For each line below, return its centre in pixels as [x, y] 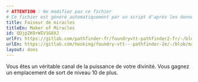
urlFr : [14, 39]
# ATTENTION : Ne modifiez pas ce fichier [59, 11]
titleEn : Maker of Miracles [41, 28]
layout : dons [22, 50]
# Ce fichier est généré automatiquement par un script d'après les [92, 17]
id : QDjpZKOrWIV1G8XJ [33, 33]
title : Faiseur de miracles [41, 22]
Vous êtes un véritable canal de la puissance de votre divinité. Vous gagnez [98, 66]
